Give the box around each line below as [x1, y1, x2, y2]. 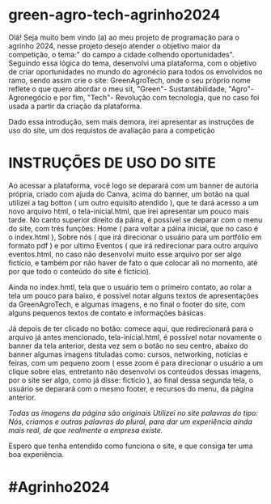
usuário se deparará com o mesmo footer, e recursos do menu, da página [8, 383, 254, 393]
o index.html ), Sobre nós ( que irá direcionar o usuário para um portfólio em [8, 232, 262, 242]
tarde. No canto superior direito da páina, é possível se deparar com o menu [8, 214, 263, 224]
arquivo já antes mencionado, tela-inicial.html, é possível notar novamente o [8, 332, 262, 341]
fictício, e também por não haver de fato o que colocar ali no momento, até [8, 257, 258, 268]
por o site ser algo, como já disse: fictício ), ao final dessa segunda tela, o [8, 375, 254, 385]
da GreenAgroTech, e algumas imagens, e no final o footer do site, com [8, 299, 246, 309]
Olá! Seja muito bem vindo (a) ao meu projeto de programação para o [8, 32, 240, 42]
